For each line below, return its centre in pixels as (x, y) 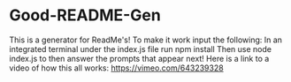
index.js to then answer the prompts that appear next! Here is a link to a (139, 58)
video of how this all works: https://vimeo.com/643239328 (116, 68)
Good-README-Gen (85, 15)
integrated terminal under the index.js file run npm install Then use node (141, 48)
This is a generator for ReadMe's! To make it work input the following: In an (146, 40)
